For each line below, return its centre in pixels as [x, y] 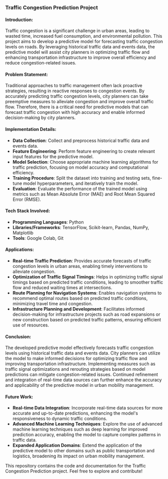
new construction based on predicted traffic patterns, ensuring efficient [87, 319]
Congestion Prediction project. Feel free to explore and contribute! [74, 471]
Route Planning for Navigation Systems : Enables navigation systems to [87, 293]
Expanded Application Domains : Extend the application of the [77, 445]
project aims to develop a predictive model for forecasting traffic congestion [84, 41]
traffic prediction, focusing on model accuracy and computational [80, 167]
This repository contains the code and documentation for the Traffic [75, 466]
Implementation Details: [31, 129]
